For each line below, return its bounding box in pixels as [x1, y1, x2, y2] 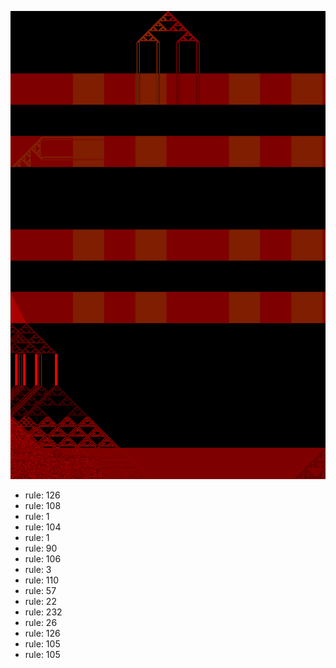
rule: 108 [24, 500, 62, 512]
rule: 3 [24, 564, 52, 576]
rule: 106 [24, 553, 62, 565]
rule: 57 [24, 585, 57, 597]
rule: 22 [24, 596, 57, 608]
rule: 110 [24, 574, 60, 586]
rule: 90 [24, 542, 58, 555]
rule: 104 [24, 521, 62, 533]
